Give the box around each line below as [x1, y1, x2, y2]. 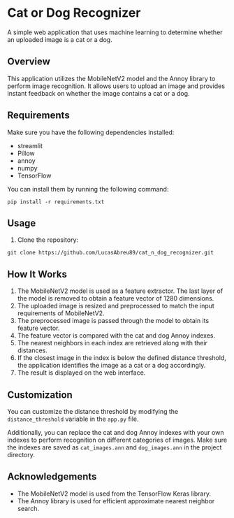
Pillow [17, 149, 35, 157]
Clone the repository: [17, 236, 79, 244]
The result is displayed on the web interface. [17, 368, 146, 377]
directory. [7, 451, 35, 459]
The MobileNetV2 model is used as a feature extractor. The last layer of [17, 287, 224, 295]
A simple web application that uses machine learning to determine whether [7, 28, 223, 36]
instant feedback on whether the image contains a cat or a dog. [7, 89, 190, 97]
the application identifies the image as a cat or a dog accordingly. [17, 361, 206, 370]
